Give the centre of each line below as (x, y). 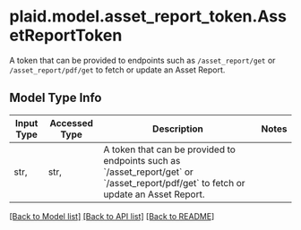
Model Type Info (56, 98)
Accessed (71, 123)
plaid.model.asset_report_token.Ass (148, 17)
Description (178, 129)
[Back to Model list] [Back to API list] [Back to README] (112, 216)
